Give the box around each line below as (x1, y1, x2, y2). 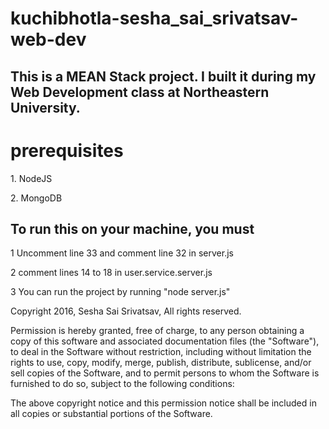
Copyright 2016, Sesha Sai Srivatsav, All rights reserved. (10, 305, 242, 317)
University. (10, 99, 81, 116)
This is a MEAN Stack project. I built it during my (10, 68, 317, 85)
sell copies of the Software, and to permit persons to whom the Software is (10, 367, 320, 379)
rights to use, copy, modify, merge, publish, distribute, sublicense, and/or (10, 357, 312, 369)
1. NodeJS (10, 172, 53, 184)
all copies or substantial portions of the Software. (10, 408, 213, 420)
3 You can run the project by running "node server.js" (10, 286, 231, 298)
